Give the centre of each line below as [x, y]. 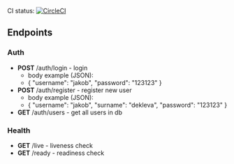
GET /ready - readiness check [61, 153]
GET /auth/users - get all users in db [70, 112]
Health [19, 131]
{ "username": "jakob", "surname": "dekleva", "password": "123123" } [127, 105]
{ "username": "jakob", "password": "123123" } [95, 82]
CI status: [21, 11]
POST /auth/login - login [52, 68]
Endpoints [30, 32]
